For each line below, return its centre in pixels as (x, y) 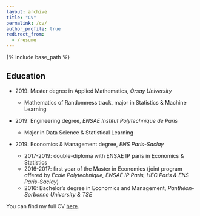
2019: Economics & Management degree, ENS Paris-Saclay (89, 144)
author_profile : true (34, 29)
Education (26, 76)
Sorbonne (37, 194)
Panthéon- (181, 188)
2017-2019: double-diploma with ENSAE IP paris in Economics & (104, 155)
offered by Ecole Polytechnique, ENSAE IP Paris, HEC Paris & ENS (107, 175)
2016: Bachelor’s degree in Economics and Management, (95, 188)
